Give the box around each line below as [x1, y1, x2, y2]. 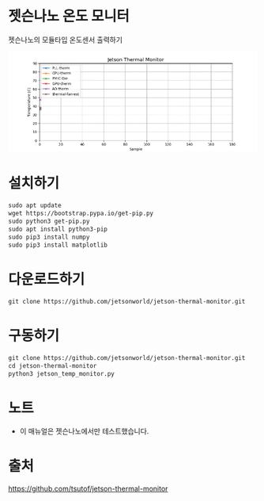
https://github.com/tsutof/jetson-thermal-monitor [8, 484, 168, 494]
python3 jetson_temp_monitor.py [8, 370, 115, 378]
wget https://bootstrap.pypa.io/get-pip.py [8, 209, 154, 218]
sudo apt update [8, 201, 62, 210]
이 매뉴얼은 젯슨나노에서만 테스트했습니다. [19, 426, 149, 436]
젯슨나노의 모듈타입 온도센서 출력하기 [8, 35, 123, 44]
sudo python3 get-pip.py [8, 217, 90, 226]
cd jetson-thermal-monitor [8, 362, 97, 370]
